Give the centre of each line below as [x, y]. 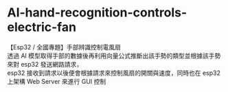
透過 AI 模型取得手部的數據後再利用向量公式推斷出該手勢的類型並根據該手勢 [114, 56]
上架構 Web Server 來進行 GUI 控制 [57, 81]
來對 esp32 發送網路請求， [45, 64]
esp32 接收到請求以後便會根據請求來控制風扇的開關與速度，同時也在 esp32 [114, 73]
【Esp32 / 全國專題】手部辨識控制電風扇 [64, 47]
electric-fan [42, 27]
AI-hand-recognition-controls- [97, 13]
